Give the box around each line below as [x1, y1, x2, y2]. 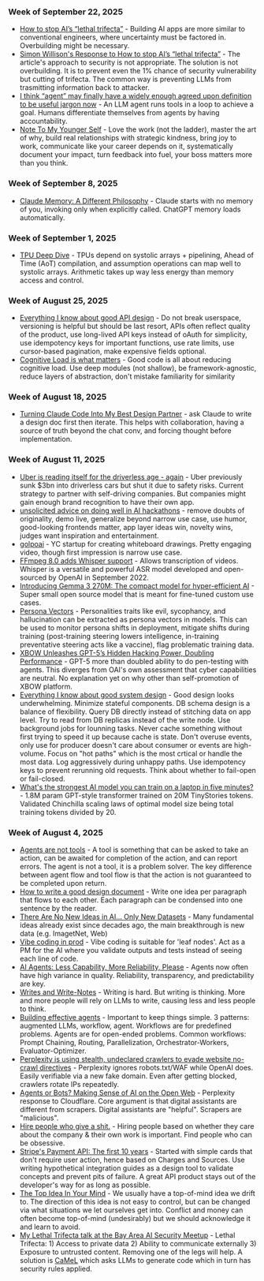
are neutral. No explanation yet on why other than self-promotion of [19, 673, 240, 682]
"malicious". [19, 1113, 59, 1122]
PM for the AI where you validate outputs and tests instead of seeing [19, 946, 243, 955]
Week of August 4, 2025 [8, 827, 104, 838]
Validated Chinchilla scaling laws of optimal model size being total [19, 799, 234, 809]
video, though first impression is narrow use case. [19, 547, 183, 557]
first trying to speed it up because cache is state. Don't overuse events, [19, 732, 252, 741]
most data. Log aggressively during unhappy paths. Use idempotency [19, 756, 246, 767]
